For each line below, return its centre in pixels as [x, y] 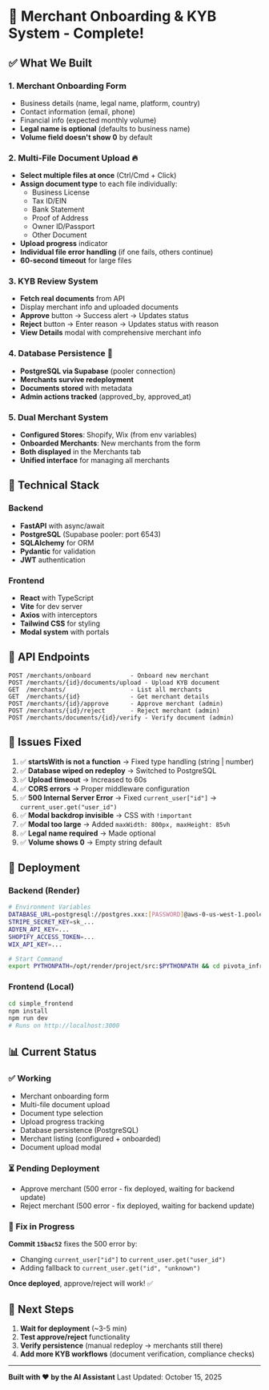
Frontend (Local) [41, 987]
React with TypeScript [57, 598]
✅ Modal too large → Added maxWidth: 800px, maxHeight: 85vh [125, 824]
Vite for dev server [51, 606]
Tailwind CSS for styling [60, 623]
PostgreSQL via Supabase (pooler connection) [98, 371]
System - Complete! [76, 33]
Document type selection [61, 1113]
